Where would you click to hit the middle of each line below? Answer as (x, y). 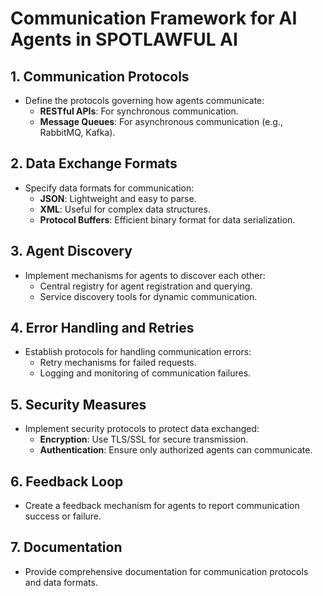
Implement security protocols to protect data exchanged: (142, 429)
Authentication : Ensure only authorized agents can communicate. (176, 450)
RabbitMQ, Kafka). (77, 132)
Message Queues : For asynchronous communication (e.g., (161, 121)
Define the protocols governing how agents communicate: (144, 100)
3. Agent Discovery (71, 251)
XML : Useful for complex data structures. (125, 209)
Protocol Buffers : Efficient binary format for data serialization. (167, 219)
